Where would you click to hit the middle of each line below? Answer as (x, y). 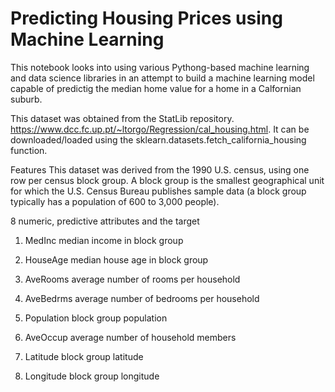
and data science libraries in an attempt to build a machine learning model (162, 78)
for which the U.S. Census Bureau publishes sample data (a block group (158, 191)
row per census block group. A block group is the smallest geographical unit (167, 180)
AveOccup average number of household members (130, 337)
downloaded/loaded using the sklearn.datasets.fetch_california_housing (158, 139)
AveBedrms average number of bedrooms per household (142, 298)
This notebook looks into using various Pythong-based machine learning (160, 67)
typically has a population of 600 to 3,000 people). (115, 201)
